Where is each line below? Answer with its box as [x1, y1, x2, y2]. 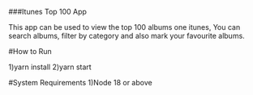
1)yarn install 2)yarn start [8, 62, 92, 72]
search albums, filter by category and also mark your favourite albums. [8, 31, 245, 40]
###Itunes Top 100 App [8, 7, 88, 16]
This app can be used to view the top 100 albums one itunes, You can [8, 23, 241, 31]
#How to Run [8, 47, 53, 56]
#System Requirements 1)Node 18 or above [8, 78, 152, 87]
